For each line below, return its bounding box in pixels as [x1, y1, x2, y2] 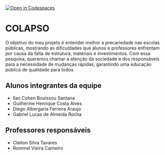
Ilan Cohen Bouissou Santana [12, 95, 75, 101]
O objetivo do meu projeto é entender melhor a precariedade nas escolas [5, 39, 160, 45]
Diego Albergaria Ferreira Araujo [12, 106, 81, 112]
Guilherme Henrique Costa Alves [12, 100, 82, 107]
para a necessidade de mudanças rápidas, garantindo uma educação [5, 61, 152, 67]
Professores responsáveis [5, 126, 91, 135]
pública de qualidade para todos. [5, 66, 75, 72]
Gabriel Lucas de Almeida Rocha [12, 111, 82, 117]
